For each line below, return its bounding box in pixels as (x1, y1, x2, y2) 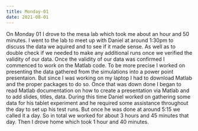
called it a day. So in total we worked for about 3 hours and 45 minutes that (6, 112, 189, 119)
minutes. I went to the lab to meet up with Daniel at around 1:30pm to (6, 37, 174, 44)
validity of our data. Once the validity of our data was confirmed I (6, 55, 165, 63)
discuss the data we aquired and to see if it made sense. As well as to (6, 42, 176, 50)
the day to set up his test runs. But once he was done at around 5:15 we (6, 106, 180, 113)
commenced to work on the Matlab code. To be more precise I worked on (6, 61, 185, 68)
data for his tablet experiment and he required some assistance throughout (6, 99, 189, 106)
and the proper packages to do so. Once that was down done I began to (6, 80, 181, 87)
